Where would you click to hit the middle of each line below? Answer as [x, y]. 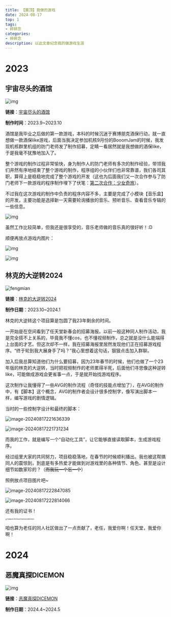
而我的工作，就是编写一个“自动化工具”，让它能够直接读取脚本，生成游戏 [81, 439]
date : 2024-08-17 [24, 15]
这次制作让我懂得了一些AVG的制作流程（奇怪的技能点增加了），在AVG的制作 [84, 385]
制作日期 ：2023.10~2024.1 [33, 309]
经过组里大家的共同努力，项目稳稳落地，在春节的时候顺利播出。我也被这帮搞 [85, 456]
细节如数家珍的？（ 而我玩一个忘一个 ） [45, 469]
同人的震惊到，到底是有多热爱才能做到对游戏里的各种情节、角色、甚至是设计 [85, 463]
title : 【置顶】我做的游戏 [31, 10]
